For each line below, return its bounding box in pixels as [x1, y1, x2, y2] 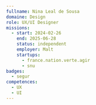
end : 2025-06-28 [16, 36, 57, 41]
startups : [16, 52, 41, 58]
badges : [6, 68, 25, 74]
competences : [6, 79, 38, 85]
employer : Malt [16, 47, 54, 52]
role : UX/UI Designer [6, 19, 59, 25]
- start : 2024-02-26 [11, 30, 61, 36]
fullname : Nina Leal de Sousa [6, 8, 80, 15]
